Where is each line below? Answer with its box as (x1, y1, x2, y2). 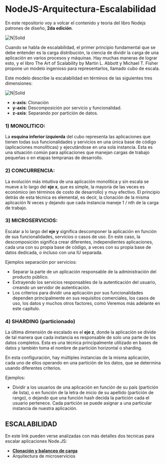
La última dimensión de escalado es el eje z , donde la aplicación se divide (5, 329, 156, 335)
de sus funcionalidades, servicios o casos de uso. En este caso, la (5, 233, 140, 239)
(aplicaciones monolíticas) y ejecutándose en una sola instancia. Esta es (5, 144, 153, 150)
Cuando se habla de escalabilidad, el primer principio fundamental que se (5, 44, 156, 50)
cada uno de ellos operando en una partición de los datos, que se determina (5, 360, 161, 366)
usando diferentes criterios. (5, 365, 62, 371)
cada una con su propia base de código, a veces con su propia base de (5, 244, 151, 250)
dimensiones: (5, 80, 33, 86)
